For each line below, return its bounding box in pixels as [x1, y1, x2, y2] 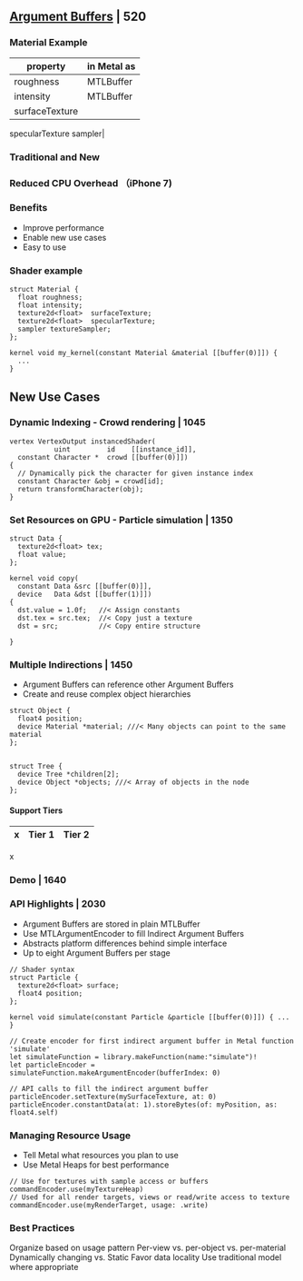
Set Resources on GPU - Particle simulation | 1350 [9, 513, 233, 526]
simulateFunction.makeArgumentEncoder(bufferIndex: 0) [9, 1068, 221, 1077]
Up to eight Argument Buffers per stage [22, 947, 171, 958]
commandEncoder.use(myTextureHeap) [9, 1185, 144, 1195]
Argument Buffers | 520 [9, 9, 147, 25]
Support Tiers [9, 805, 64, 816]
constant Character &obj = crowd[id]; [17, 476, 165, 486]
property [26, 60, 66, 73]
